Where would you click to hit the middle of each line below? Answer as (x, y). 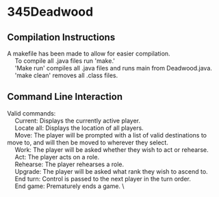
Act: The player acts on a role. (57, 157)
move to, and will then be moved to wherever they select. (88, 142)
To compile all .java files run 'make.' (65, 61)
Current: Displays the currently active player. (78, 120)
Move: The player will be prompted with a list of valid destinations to (111, 135)
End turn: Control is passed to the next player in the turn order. (103, 179)
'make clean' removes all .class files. (66, 75)
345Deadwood (50, 12)
